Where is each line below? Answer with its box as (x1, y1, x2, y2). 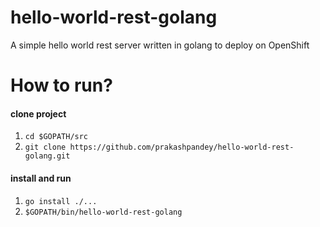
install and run (10, 172, 72, 184)
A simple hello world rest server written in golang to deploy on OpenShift (10, 39, 310, 51)
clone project (10, 107, 67, 120)
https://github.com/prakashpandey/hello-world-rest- (69, 142, 295, 153)
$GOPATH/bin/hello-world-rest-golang (24, 207, 183, 217)
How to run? (10, 74, 113, 97)
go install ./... (24, 196, 98, 206)
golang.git (24, 151, 71, 161)
